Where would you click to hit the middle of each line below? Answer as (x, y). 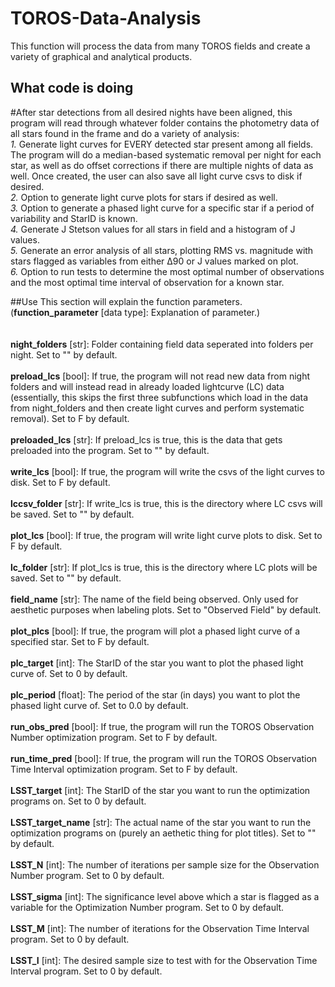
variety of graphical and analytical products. (101, 56)
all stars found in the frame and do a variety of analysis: (125, 133)
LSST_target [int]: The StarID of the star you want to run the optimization (160, 790)
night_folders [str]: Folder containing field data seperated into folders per (162, 344)
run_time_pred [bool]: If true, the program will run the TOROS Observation (164, 758)
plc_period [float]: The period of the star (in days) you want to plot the (155, 694)
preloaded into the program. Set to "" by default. (110, 450)
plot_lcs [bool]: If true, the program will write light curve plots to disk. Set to (166, 535)
